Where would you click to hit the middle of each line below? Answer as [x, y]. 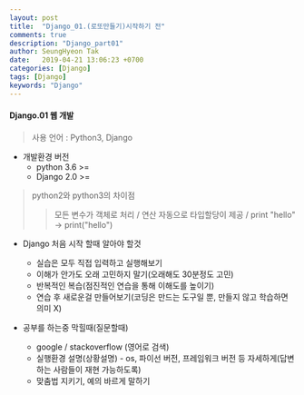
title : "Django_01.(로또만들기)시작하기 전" [88, 26]
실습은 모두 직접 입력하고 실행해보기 [99, 262]
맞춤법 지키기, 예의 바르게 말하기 [93, 380]
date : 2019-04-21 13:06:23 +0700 [77, 60]
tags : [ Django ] [38, 77]
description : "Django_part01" [67, 43]
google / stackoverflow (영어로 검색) [103, 347]
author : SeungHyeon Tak [54, 52]
